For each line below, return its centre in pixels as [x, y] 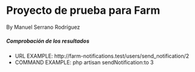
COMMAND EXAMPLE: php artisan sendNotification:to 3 [84, 62]
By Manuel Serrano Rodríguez [43, 27]
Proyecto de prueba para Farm [83, 10]
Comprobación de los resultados [48, 41]
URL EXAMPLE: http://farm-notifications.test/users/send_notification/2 [102, 56]
